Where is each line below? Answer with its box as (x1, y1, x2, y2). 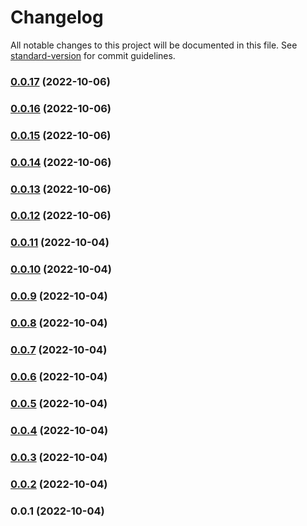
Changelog (10, 6, 104, 29)
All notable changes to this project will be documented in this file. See (10, 39, 298, 51)
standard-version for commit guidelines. (10, 49, 176, 61)
